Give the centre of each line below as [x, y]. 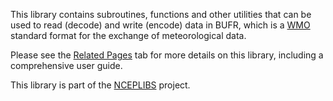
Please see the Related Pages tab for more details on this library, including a [167, 55]
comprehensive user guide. [66, 65]
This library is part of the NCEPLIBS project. [100, 85]
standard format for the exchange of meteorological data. [128, 35]
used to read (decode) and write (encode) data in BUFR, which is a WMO [160, 25]
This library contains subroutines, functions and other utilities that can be [161, 14]
